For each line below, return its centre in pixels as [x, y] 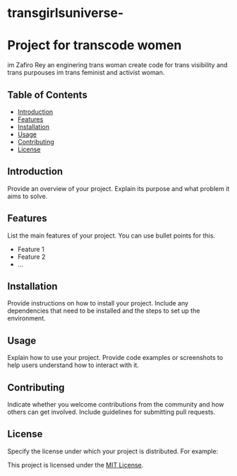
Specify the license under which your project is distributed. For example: [113, 451]
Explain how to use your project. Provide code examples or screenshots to [115, 358]
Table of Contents [48, 94]
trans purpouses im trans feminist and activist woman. [86, 73]
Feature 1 [31, 249]
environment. [26, 318]
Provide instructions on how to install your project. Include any [98, 303]
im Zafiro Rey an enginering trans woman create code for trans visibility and [117, 65]
